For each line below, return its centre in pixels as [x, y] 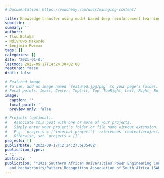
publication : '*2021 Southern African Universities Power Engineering [78, 163]
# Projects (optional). [29, 118]
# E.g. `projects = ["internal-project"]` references [63, 132]
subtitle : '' [18, 23]
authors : [14, 32]
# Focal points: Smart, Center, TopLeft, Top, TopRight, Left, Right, [78, 91]
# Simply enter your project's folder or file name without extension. [82, 127]
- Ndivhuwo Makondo [25, 41]
